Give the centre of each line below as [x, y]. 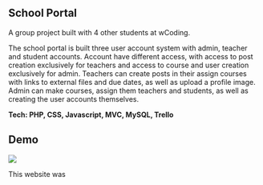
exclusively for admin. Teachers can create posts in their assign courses [127, 73]
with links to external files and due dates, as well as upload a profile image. [132, 82]
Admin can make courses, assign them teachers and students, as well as [128, 90]
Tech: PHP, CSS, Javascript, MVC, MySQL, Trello [91, 115]
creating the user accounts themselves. [74, 99]
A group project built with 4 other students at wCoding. [99, 32]
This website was [37, 174]
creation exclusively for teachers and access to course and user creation [129, 65]
